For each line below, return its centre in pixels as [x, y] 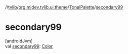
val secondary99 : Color [29, 46]
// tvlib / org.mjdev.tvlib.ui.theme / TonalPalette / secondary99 [64, 7]
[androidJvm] [19, 41]
